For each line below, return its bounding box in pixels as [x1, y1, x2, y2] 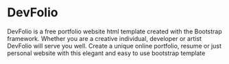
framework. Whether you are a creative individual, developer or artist [7, 34, 202, 42]
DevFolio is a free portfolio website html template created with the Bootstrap [7, 27, 223, 35]
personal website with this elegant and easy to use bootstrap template [7, 49, 206, 57]
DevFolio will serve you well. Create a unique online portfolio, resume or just [7, 42, 221, 50]
